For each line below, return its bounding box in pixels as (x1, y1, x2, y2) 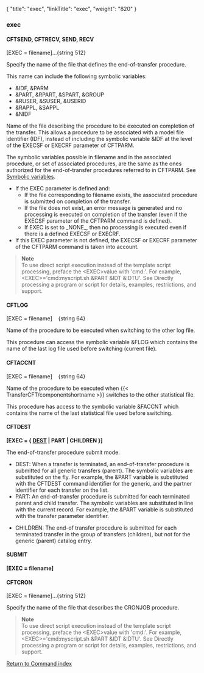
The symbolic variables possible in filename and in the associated (6, 154, 172, 161)
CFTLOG (6, 301, 29, 309)
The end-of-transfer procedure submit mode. (6, 448, 120, 456)
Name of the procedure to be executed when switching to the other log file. (6, 326, 195, 334)
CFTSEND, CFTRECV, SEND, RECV (6, 35, 94, 43)
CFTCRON (6, 578, 33, 586)
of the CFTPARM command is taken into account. (15, 243, 139, 251)
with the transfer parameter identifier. (15, 512, 110, 519)
